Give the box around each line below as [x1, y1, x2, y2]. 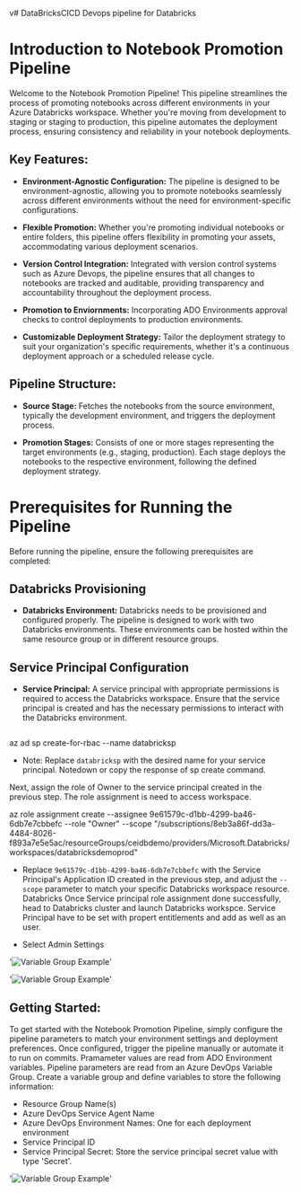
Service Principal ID [21, 1136, 96, 1147]
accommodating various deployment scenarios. [21, 241, 199, 252]
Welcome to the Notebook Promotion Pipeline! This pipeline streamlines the [9, 87, 288, 98]
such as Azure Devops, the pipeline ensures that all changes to [21, 268, 255, 278]
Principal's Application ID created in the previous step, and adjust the [21, 874, 278, 885]
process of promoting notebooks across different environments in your [9, 97, 270, 108]
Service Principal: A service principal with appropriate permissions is [21, 684, 279, 694]
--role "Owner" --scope [64, 818, 152, 829]
